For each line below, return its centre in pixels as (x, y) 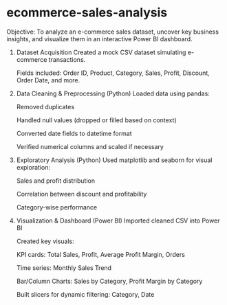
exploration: (33, 167)
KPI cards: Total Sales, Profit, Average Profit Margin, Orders (100, 254)
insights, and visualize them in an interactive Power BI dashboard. (100, 38)
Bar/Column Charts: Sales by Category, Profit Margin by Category (109, 281)
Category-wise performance (57, 207)
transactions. (67, 59)
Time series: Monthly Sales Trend (64, 268)
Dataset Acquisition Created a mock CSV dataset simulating (101, 52)
